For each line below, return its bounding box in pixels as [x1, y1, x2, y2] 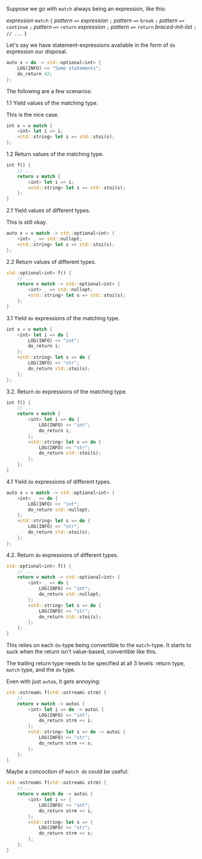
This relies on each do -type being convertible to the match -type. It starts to [6, 642, 192, 648]
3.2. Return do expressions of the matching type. [6, 387, 128, 395]
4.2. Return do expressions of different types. [6, 551, 119, 559]
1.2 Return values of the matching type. [6, 151, 104, 157]
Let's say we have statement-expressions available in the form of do [6, 42, 175, 48]
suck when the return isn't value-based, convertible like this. [6, 648, 157, 655]
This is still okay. [6, 219, 47, 226]
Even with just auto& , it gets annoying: [6, 678, 101, 685]
